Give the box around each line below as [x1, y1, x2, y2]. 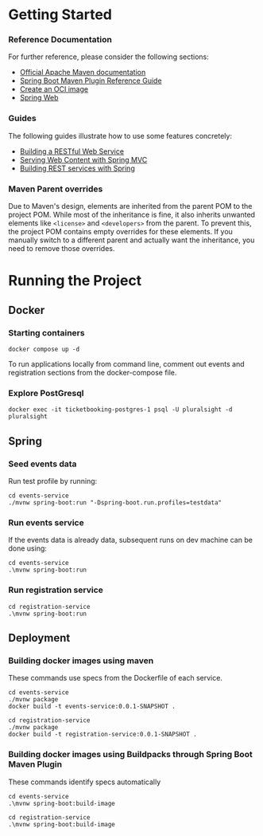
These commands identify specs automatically [8, 777, 161, 787]
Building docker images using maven [8, 655, 154, 666]
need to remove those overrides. [8, 244, 115, 253]
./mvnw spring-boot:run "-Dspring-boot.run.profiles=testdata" [8, 498, 222, 507]
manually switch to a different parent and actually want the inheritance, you [8, 235, 255, 245]
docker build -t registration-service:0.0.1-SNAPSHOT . [8, 731, 197, 739]
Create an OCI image [19, 84, 89, 94]
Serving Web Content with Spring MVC [19, 155, 148, 164]
